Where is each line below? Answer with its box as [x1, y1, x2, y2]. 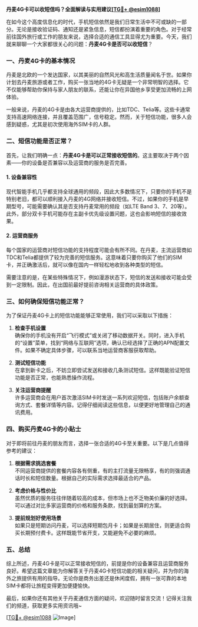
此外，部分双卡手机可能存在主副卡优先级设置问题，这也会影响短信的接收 [6, 210, 181, 217]
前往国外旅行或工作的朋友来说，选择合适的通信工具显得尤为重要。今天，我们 [6, 33, 192, 40]
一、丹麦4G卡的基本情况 [6, 56, 75, 64]
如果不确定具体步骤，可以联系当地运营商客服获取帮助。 [25, 347, 160, 354]
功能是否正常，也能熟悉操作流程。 [14, 374, 98, 381]
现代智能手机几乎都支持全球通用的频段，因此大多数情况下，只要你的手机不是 [6, 188, 192, 195]
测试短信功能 [14, 359, 46, 366]
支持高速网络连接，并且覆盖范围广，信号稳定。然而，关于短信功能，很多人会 [6, 114, 192, 121]
